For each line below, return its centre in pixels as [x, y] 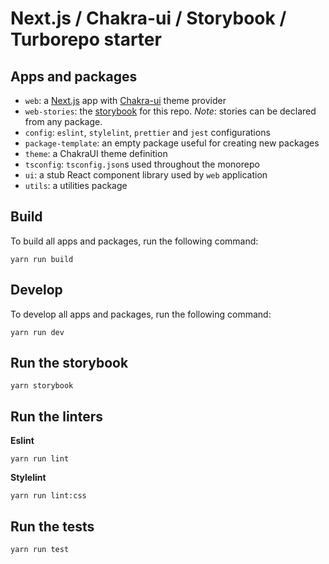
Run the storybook [69, 363]
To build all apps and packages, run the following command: [134, 241]
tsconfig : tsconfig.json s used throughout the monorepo [142, 164]
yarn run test [40, 550]
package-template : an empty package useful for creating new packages [172, 143]
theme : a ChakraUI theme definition [96, 153]
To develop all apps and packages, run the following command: [141, 314]
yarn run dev [37, 332]
